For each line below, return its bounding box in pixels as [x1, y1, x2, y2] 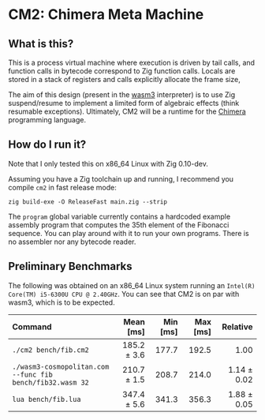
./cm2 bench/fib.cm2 [12, 345, 89, 354]
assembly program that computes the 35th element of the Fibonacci [8, 219, 230, 230]
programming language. [8, 115, 87, 124]
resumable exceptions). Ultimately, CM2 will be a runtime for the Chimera [8, 107, 246, 116]
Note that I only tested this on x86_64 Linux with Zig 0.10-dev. [8, 159, 209, 168]
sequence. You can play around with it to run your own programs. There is [8, 228, 250, 238]
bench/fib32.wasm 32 [12, 377, 89, 387]
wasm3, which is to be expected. [8, 298, 116, 307]
